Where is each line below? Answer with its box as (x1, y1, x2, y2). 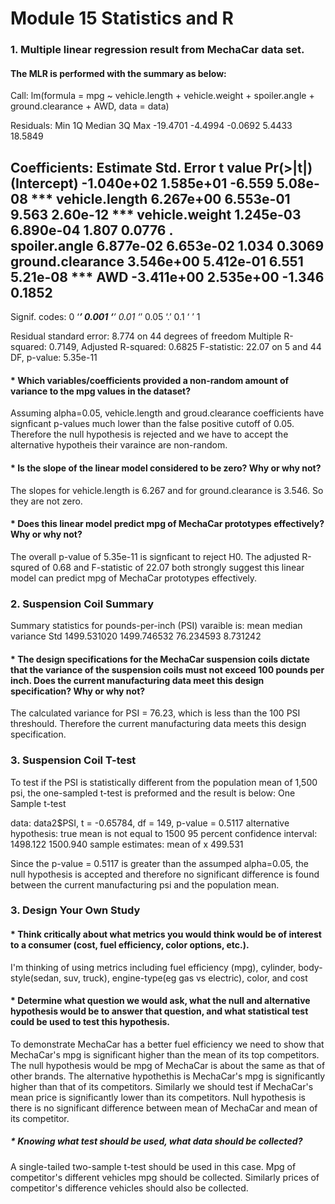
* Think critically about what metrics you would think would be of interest (10, 928, 322, 941)
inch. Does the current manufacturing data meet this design (10, 674, 265, 686)
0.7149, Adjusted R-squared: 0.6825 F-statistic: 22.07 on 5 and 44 (48, 341, 322, 353)
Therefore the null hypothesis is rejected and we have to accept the (10, 428, 289, 441)
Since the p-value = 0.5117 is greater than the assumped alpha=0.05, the (10, 857, 309, 869)
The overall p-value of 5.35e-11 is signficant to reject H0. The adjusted (10, 550, 300, 562)
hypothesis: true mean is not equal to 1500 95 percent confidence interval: (10, 827, 318, 839)
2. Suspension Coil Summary (10, 597, 155, 611)
